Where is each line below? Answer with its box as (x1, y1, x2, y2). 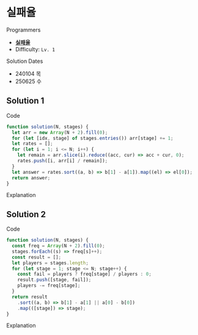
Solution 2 (6, 209, 46, 220)
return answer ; (12, 175, 51, 181)
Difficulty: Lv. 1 (15, 45, 55, 52)
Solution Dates (6, 57, 43, 65)
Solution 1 (6, 96, 45, 106)
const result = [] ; (12, 254, 62, 260)
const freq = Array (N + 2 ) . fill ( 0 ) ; (12, 243, 105, 249)
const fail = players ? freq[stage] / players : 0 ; (17, 271, 152, 278)
